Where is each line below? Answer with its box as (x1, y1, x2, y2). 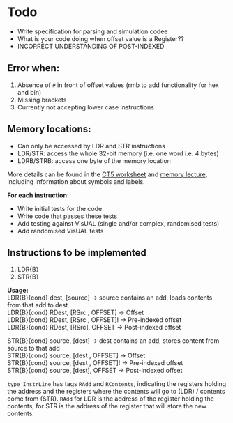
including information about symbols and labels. (7, 177, 145, 185)
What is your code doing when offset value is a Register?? (17, 34, 185, 43)
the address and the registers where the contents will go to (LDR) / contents (7, 387, 225, 396)
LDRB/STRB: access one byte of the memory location (17, 156, 171, 164)
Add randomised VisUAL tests (17, 226, 104, 235)
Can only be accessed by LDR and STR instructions (17, 141, 165, 150)
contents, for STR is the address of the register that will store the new (7, 402, 207, 410)
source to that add (7, 344, 61, 353)
